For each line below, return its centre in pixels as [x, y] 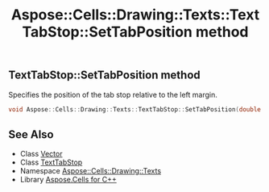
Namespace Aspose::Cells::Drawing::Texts [91, 171]
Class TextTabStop [51, 162]
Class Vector [41, 154]
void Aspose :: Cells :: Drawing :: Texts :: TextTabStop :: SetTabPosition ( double [135, 109]
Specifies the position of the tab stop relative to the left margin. [113, 94]
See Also [31, 134]
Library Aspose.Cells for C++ [68, 180]
